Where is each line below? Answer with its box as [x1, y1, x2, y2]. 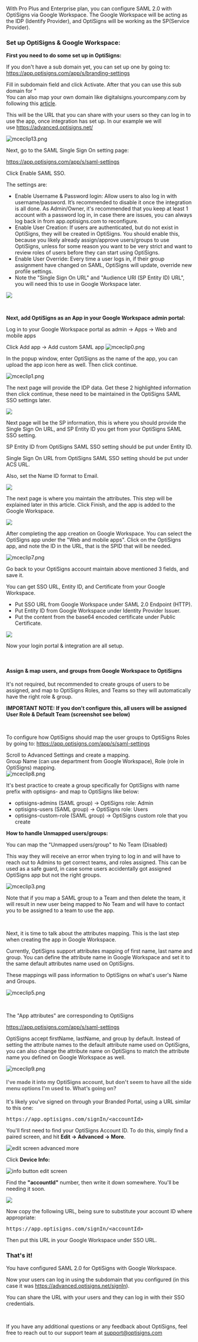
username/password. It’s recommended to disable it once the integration [14, 199, 192, 206]
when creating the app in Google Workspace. [6, 936, 116, 943]
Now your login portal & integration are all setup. [6, 642, 124, 649]
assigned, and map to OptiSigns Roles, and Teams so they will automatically [6, 686, 191, 693]
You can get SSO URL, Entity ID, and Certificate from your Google [6, 583, 165, 590]
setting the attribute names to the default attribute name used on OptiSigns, [6, 1041, 190, 1048]
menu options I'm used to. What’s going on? [6, 1085, 117, 1092]
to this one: [6, 1104, 34, 1111]
